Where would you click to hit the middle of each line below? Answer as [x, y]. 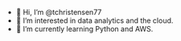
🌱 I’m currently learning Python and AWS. [84, 29]
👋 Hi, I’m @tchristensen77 [59, 12]
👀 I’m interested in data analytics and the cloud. [95, 20]
